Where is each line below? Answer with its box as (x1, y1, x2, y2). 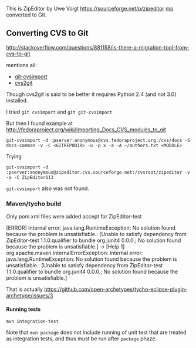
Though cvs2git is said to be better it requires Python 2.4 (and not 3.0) (6, 91, 177, 98)
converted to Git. (6, 11, 47, 18)
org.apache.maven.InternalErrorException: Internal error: (6, 250, 143, 257)
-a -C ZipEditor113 (6, 174, 54, 180)
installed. (6, 97, 28, 104)
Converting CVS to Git (6, 28, 89, 38)
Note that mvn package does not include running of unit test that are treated (6, 329, 187, 336)
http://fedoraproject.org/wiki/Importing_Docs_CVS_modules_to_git (6, 126, 166, 133)
